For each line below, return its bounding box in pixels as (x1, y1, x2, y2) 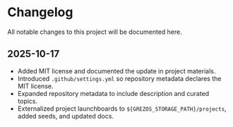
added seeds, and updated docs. (17, 111, 114, 120)
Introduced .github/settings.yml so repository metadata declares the (17, 74, 222, 83)
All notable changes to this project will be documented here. (7, 28, 182, 36)
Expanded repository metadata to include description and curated (17, 89, 210, 97)
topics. (17, 97, 38, 105)
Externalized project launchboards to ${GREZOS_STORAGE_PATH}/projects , (17, 104, 227, 113)
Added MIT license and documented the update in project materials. (17, 66, 216, 75)
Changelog (7, 4, 73, 20)
